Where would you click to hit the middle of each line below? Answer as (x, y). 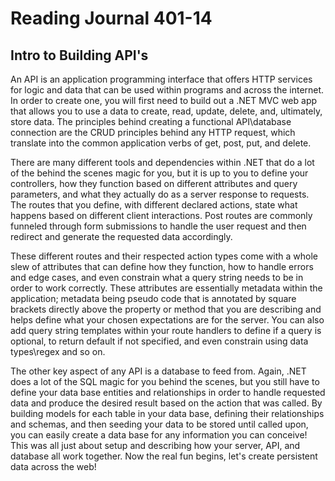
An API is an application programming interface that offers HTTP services (161, 79)
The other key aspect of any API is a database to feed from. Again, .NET (158, 371)
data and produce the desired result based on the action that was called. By (166, 403)
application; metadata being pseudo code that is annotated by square (153, 298)
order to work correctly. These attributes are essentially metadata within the (166, 288)
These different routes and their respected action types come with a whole (164, 256)
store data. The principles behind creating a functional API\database (151, 121)
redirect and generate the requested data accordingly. (121, 236)
